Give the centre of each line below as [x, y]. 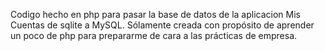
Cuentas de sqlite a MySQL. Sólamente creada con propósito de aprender [162, 25]
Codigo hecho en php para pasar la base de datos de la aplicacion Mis [155, 14]
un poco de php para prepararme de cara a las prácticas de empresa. [154, 35]
